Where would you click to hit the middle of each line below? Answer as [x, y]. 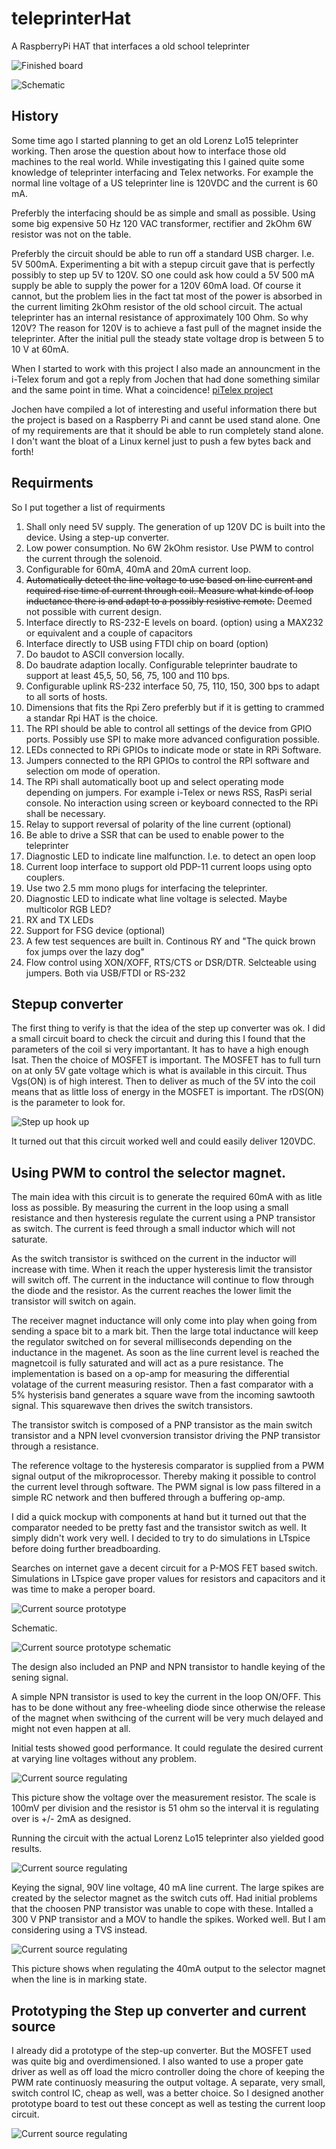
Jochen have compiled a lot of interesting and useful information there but [164, 409]
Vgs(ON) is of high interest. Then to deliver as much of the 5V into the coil [163, 1081]
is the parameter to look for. [68, 1103]
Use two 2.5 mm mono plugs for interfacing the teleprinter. [146, 888]
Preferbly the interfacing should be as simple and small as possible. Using [163, 213]
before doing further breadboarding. [86, 1549]
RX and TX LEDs [59, 919]
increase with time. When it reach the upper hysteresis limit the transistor [162, 1269]
